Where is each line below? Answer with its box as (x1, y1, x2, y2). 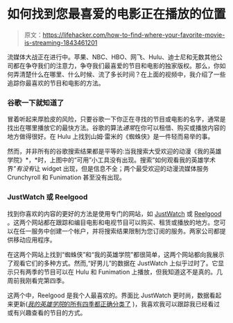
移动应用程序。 (12, 235, 56, 244)
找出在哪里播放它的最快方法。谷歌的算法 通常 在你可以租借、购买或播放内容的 (7, 124, 226, 132)
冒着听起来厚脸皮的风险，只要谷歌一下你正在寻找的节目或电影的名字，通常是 (7, 115, 226, 124)
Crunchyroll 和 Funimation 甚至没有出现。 (7, 173, 126, 181)
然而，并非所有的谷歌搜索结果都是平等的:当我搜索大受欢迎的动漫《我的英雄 (7, 147, 222, 156)
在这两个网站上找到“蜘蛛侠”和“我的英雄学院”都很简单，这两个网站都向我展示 (7, 250, 225, 258)
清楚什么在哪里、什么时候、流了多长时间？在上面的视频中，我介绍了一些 (19, 70, 226, 78)
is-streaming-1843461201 (24, 38, 98, 47)
